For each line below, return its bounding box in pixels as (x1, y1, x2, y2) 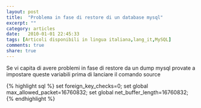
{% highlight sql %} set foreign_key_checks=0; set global (6, 82, 148, 89)
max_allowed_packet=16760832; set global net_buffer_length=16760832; (6, 88, 189, 96)
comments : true (6, 43, 45, 49)
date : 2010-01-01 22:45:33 (6, 31, 80, 37)
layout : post (6, 8, 39, 15)
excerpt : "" (6, 20, 36, 26)
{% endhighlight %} (6, 95, 56, 102)
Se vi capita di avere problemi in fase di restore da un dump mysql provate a (6, 64, 196, 71)
